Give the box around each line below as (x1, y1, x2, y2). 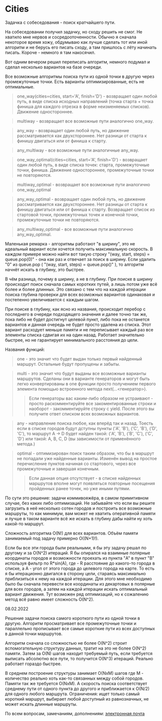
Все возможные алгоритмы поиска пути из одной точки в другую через (5, 73, 155, 79)
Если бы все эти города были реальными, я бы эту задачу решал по (5, 545, 147, 550)
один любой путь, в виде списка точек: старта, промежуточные (16, 162, 150, 168)
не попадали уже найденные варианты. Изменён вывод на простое (16, 455, 157, 461)
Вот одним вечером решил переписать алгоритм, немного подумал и (5, 59, 150, 65)
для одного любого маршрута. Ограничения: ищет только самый (5, 691, 140, 697)
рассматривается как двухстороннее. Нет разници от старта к (16, 133, 147, 138)
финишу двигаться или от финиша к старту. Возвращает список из (16, 206, 155, 212)
